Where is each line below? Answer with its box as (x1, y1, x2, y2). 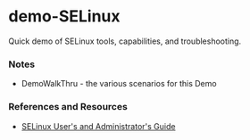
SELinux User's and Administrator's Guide (21, 120, 176, 131)
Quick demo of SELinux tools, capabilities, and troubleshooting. (8, 36, 242, 46)
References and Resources (8, 101, 129, 113)
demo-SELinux (8, 6, 121, 27)
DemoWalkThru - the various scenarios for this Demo (21, 78, 217, 89)
